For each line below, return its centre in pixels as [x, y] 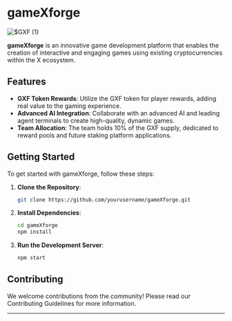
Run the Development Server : [60, 245]
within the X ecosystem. [41, 59]
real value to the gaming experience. [69, 106]
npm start [31, 258]
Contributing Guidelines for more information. [72, 303]
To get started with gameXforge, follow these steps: [81, 174]
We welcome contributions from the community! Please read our [99, 296]
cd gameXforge [37, 226]
